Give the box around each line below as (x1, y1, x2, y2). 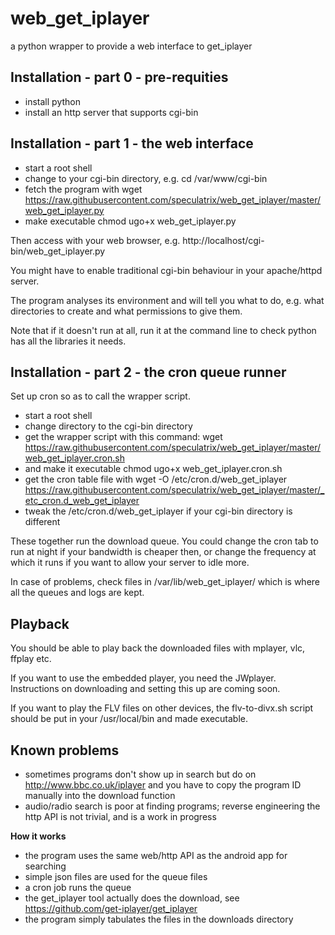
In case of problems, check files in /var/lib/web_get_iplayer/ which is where (10, 576, 320, 588)
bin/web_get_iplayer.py (10, 245, 106, 257)
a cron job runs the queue (24, 882, 132, 893)
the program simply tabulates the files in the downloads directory (24, 913, 294, 925)
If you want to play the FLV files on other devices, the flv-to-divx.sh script (10, 702, 314, 714)
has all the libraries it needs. (10, 335, 127, 347)
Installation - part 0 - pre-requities (10, 69, 229, 86)
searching (24, 860, 67, 872)
